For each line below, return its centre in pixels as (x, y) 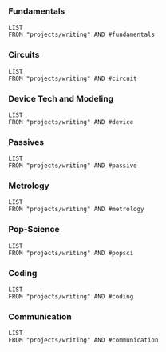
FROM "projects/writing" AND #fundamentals (82, 35)
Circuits (24, 55)
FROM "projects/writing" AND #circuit (73, 78)
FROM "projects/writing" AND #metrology (77, 210)
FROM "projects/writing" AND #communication (83, 340)
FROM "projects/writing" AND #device (71, 122)
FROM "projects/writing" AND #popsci (71, 253)
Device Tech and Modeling (61, 98)
